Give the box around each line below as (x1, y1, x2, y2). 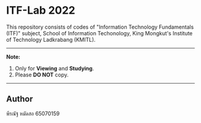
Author (6, 94, 33, 104)
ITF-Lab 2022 (6, 4, 76, 17)
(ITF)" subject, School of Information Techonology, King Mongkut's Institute (6, 29, 193, 36)
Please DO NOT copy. (14, 71, 69, 78)
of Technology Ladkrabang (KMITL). (6, 36, 96, 43)
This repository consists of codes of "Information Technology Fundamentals (6, 23, 194, 30)
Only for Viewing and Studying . (14, 64, 95, 72)
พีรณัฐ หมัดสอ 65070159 (6, 110, 60, 117)
